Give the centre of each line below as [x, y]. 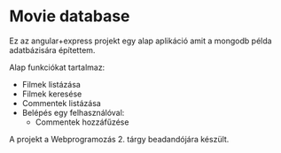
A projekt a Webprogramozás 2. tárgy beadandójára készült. [119, 139]
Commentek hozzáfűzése [82, 122]
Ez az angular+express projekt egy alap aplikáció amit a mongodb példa [140, 41]
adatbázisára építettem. [52, 50]
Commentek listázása [62, 103]
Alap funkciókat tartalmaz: [57, 67]
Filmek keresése [52, 94]
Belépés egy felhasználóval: [73, 112]
